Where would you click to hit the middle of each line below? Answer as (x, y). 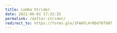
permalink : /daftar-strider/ (35, 18)
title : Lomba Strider (28, 9)
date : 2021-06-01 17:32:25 (33, 14)
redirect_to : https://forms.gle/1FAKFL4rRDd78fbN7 (59, 23)
